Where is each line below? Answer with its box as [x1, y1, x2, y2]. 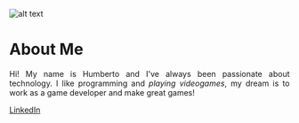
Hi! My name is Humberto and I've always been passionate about [9, 68, 290, 79]
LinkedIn [9, 104, 41, 115]
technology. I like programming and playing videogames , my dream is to [9, 78, 290, 88]
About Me [9, 40, 84, 59]
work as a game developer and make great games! [9, 87, 196, 97]
